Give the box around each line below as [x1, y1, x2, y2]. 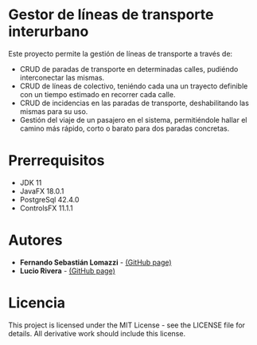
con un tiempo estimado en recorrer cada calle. [19, 89, 176, 99]
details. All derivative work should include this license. [8, 328, 185, 338]
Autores [8, 231, 63, 249]
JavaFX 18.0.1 [19, 186, 64, 196]
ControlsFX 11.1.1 [19, 203, 73, 213]
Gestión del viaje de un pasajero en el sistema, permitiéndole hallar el [19, 115, 247, 124]
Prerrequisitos [8, 151, 105, 170]
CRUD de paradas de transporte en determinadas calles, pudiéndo [19, 64, 239, 73]
